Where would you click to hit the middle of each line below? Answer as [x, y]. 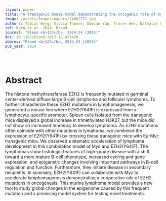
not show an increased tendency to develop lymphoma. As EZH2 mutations [82, 125]
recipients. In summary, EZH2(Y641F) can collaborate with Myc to [72, 172]
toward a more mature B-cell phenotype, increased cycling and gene [75, 157]
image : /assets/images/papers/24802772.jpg [51, 19]
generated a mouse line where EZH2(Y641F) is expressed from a [71, 109]
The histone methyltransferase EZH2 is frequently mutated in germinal [77, 94]
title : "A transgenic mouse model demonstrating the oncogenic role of [80, 14]
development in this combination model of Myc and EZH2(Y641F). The [77, 146]
